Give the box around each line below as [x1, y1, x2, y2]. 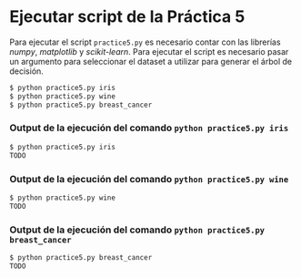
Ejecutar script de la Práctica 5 [9, 6, 246, 27]
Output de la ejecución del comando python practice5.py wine [9, 172, 289, 185]
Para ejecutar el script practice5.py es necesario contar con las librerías [9, 36, 281, 47]
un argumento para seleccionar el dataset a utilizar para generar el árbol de [9, 56, 293, 67]
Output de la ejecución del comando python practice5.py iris [9, 121, 289, 134]
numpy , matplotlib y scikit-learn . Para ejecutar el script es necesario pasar [9, 46, 289, 57]
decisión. [9, 66, 44, 77]
